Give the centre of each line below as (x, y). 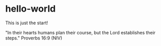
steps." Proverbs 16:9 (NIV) (34, 38)
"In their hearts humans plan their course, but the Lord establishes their (80, 32)
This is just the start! (27, 23)
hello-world (31, 9)
